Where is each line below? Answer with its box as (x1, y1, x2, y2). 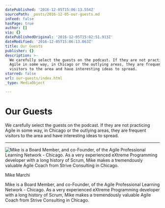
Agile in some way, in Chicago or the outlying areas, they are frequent (5, 127, 146, 133)
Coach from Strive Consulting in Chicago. (5, 197, 89, 203)
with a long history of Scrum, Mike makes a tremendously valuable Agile (5, 192, 151, 198)
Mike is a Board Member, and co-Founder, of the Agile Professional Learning (5, 181, 160, 187)
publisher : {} (5, 48, 34, 53)
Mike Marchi (5, 172, 30, 178)
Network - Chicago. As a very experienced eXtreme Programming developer (5, 186, 160, 192)
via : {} (5, 30, 21, 35)
